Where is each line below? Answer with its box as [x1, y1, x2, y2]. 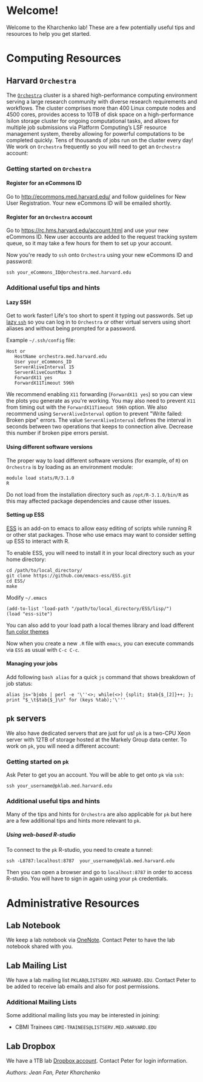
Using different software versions [6, 443, 93, 450]
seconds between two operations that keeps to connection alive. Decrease [6, 423, 193, 430]
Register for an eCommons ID [6, 179, 82, 187]
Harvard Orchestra [6, 75, 77, 85]
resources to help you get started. [6, 30, 91, 37]
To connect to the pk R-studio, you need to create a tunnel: [6, 846, 153, 854]
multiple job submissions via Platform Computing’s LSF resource [6, 124, 167, 131]
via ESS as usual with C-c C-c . [6, 646, 80, 653]
